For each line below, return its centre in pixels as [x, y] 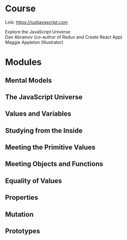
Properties [22, 198]
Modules [23, 62]
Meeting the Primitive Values [50, 148]
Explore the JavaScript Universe [38, 32]
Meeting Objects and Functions [54, 164]
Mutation [19, 214]
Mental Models [29, 80]
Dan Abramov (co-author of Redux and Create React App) [64, 37]
